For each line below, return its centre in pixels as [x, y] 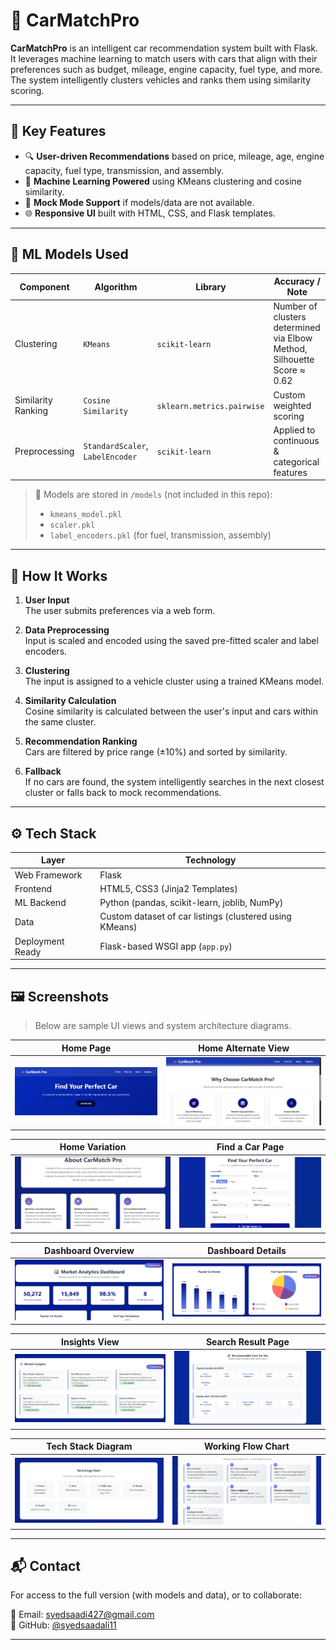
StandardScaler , [116, 446]
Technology [210, 860]
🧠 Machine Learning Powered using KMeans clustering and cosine [163, 181]
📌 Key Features [58, 131]
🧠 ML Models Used [69, 254]
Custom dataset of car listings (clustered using [195, 916]
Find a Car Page [250, 1147]
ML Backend [40, 903]
